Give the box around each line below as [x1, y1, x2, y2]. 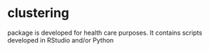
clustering [7, 5, 70, 21]
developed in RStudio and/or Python [7, 35, 114, 44]
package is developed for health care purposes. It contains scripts [7, 28, 203, 37]
